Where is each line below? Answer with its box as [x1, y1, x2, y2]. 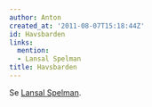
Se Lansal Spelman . [9, 86, 82, 98]
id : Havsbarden [9, 29, 66, 38]
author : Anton [9, 12, 62, 22]
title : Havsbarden [9, 63, 77, 72]
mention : [17, 46, 50, 55]
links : [9, 37, 34, 47]
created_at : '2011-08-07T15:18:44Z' [9, 21, 145, 30]
